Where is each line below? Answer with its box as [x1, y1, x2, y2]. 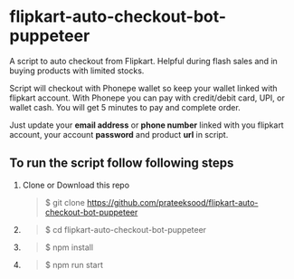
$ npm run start [44, 259, 104, 270]
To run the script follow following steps [9, 156, 234, 171]
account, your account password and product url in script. [9, 129, 229, 139]
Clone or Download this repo [22, 179, 129, 190]
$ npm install [44, 242, 93, 253]
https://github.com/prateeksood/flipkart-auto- [87, 197, 259, 207]
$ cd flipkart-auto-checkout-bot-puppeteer [44, 224, 206, 235]
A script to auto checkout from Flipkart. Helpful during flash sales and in [9, 55, 278, 66]
